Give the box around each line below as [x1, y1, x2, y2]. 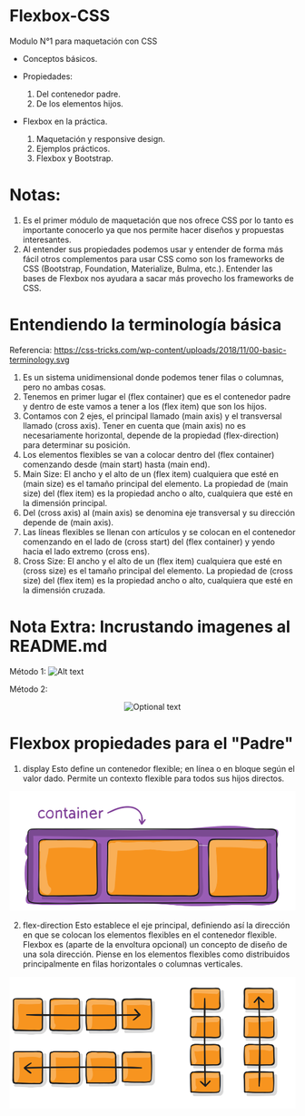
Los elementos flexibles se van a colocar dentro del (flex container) [22, 449, 275, 460]
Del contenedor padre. [35, 88, 121, 99]
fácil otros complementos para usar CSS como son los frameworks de [22, 253, 285, 264]
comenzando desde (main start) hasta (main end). [22, 459, 211, 470]
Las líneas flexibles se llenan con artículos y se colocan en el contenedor [22, 526, 296, 537]
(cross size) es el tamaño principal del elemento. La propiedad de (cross [22, 565, 293, 576]
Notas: [9, 185, 62, 206]
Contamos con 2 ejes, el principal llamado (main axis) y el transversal [22, 411, 282, 421]
